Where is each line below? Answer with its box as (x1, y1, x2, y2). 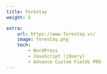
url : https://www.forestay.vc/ (17, 31, 96, 37)
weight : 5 (6, 14, 31, 20)
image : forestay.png (17, 37, 69, 43)
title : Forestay (6, 8, 47, 15)
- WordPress (28, 48, 59, 54)
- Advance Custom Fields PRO (28, 58, 102, 65)
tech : (17, 42, 31, 48)
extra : (6, 25, 23, 31)
